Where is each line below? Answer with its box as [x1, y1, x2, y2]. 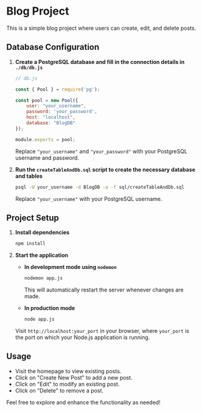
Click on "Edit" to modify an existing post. [15, 380, 120, 388]
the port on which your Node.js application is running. [15, 333, 150, 341]
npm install [15, 240, 46, 247]
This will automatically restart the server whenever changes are [24, 286, 184, 293]
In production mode [24, 304, 75, 312]
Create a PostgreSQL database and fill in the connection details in [15, 58, 185, 65]
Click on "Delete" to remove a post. [15, 386, 104, 394]
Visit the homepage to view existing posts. [15, 367, 122, 375]
